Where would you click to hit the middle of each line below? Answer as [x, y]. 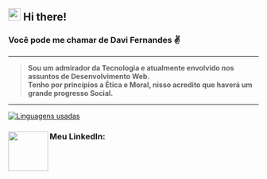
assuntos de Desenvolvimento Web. [89, 76]
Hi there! [45, 17]
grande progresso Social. [70, 93]
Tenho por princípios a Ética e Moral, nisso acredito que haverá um [140, 85]
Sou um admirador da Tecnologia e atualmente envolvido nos [131, 67]
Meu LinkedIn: [77, 136]
